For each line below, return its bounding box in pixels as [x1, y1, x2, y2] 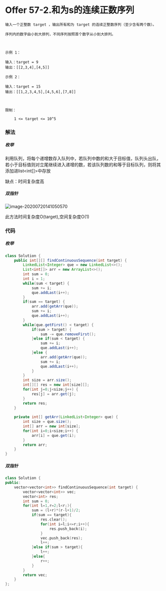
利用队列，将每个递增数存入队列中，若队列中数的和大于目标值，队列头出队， [5, 155, 161, 161]
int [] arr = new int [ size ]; [23, 424, 81, 429]
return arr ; [23, 442, 48, 447]
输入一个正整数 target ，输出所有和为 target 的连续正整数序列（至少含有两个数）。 [5, 22, 157, 27]
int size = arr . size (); [23, 378, 72, 383]
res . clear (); [40, 517, 68, 522]
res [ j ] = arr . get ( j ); [31, 391, 77, 397]
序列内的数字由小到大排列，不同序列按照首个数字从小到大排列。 [5, 32, 116, 37]
